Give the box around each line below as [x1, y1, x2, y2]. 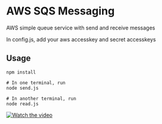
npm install [6, 69, 36, 75]
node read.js [6, 101, 39, 107]
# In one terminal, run [6, 79, 66, 85]
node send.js [6, 85, 39, 91]
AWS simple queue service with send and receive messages [6, 24, 155, 31]
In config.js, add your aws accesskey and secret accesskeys [6, 36, 156, 43]
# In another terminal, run [6, 95, 77, 102]
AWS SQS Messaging [6, 4, 115, 18]
